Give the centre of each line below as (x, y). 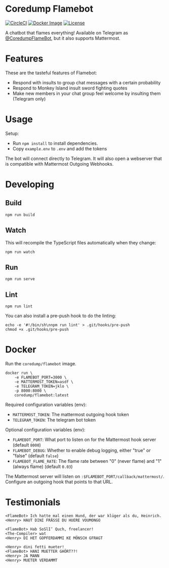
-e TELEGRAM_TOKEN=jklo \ (42, 387)
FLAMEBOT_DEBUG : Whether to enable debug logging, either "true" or (81, 451)
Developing (30, 184)
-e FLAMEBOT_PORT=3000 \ (40, 377)
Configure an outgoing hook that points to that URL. (59, 482)
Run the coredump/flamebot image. (41, 364)
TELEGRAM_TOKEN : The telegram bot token (54, 420)
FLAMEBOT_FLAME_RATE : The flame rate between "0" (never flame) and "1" (87, 461)
